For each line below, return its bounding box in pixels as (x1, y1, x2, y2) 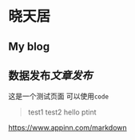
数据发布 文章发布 (8, 69, 93, 82)
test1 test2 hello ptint (27, 107, 97, 117)
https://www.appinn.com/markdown (8, 123, 127, 133)
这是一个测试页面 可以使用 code (8, 91, 109, 101)
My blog (8, 39, 50, 53)
